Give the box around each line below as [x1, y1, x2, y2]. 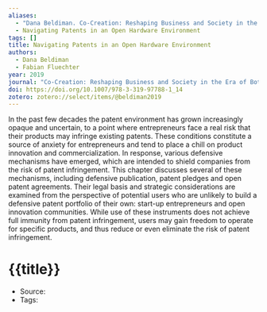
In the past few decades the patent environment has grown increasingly [8, 114, 244, 124]
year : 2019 [8, 71, 44, 79]
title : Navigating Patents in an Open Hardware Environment [8, 41, 212, 49]
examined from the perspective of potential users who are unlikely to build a [8, 191, 257, 200]
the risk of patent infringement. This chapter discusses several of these [8, 165, 242, 175]
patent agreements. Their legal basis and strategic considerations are [8, 182, 236, 191]
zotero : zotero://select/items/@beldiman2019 [8, 93, 161, 101]
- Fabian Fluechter [15, 64, 80, 71]
